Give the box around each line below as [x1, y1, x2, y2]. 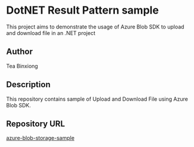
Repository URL [6, 119, 65, 129]
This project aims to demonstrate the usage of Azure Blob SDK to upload [6, 23, 184, 30]
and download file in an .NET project [6, 29, 96, 36]
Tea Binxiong [6, 62, 39, 69]
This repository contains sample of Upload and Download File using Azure [6, 95, 189, 103]
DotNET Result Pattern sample [6, 4, 159, 17]
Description [6, 79, 51, 90]
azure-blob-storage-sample [6, 135, 75, 142]
